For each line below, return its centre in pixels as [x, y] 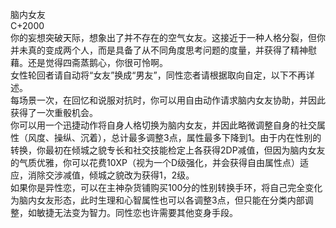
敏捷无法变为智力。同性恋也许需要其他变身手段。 [137, 212]
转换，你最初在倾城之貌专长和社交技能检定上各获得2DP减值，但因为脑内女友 [168, 150]
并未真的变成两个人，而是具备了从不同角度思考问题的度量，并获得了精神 [159, 50]
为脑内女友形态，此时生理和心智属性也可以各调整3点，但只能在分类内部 [157, 200]
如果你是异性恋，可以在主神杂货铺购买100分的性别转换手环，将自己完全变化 [166, 187]
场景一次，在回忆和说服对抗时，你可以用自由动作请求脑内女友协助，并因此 [172, 100]
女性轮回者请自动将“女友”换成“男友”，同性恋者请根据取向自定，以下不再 [158, 75]
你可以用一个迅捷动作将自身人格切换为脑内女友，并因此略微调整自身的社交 [163, 125]
